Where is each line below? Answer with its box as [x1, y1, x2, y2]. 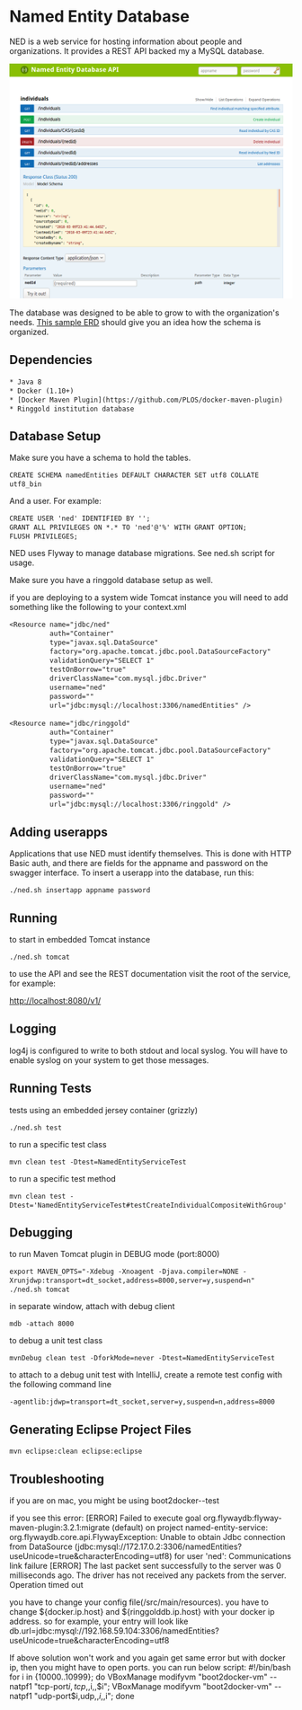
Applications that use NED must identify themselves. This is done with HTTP [9, 848, 292, 859]
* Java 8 [9, 377, 42, 386]
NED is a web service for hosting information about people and [9, 36, 243, 47]
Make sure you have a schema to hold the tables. [9, 452, 191, 464]
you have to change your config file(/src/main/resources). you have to [9, 1597, 270, 1608]
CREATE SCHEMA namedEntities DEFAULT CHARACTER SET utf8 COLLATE [9, 471, 259, 480]
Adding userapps [9, 824, 108, 839]
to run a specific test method [9, 1173, 117, 1183]
